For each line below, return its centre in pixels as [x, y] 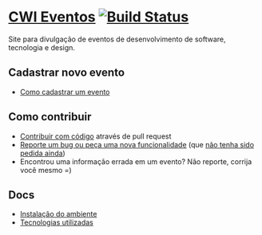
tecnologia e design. [42, 47]
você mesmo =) [46, 170]
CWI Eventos [52, 17]
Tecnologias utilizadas [56, 222]
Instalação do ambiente [58, 214]
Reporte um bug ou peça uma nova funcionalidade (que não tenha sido [137, 144]
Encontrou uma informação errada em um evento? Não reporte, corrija [136, 161]
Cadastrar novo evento [67, 73]
